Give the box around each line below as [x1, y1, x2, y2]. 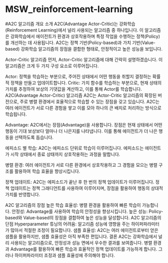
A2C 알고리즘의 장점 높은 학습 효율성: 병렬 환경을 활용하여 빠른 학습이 [5, 202, 141, 208]
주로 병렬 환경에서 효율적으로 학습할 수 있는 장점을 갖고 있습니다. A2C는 [20, 98, 159, 104]
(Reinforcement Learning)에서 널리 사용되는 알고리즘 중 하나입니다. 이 [5, 27, 144, 33]
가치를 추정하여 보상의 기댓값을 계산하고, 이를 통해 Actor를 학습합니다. [5, 86, 142, 92]
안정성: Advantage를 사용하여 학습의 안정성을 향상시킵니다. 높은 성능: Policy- [12, 208, 163, 214]
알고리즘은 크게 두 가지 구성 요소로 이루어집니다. [5, 63, 99, 69]
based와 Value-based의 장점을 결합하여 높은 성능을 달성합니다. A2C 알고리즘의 [5, 214, 161, 220]
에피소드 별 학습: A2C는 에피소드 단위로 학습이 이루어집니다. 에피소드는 [5, 145, 144, 151]
